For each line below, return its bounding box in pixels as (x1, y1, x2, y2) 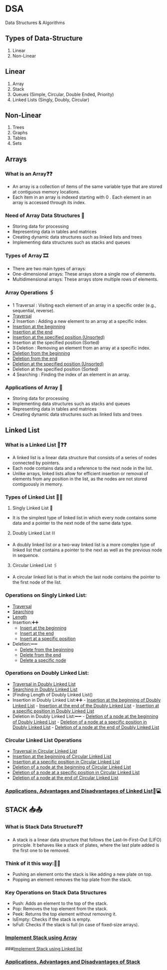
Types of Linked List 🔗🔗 (5, 493, 63, 500)
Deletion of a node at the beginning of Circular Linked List (12, 764, 131, 770)
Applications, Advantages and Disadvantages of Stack (5, 958, 141, 965)
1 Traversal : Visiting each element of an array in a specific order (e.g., (12, 302, 157, 308)
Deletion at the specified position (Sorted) (12, 366, 99, 372)
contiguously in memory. (12, 481, 64, 487)
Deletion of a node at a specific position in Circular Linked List (12, 769, 140, 775)
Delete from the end (19, 652, 61, 658)
